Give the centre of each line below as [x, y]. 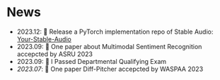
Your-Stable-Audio [44, 39]
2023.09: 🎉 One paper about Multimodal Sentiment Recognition [109, 46]
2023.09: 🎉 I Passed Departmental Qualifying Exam [92, 61]
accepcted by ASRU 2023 [55, 54]
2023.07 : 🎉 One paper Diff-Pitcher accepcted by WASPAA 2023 [110, 69]
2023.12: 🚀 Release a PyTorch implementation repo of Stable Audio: [115, 32]
